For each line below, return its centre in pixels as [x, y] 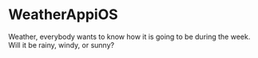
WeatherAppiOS [63, 15]
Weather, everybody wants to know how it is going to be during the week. [129, 37]
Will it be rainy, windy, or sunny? [61, 44]
